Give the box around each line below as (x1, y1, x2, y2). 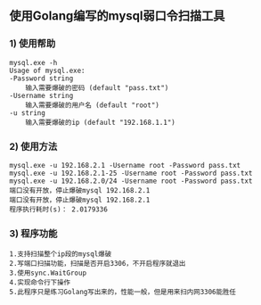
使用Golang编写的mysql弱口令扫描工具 (9, 8, 225, 24)
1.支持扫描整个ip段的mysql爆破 (9, 250, 112, 259)
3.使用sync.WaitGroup (9, 268, 87, 278)
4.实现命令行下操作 (9, 278, 71, 287)
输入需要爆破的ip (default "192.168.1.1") (25, 118, 176, 127)
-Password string (9, 74, 74, 83)
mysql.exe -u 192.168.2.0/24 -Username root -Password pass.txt (9, 177, 253, 185)
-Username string (9, 91, 74, 100)
